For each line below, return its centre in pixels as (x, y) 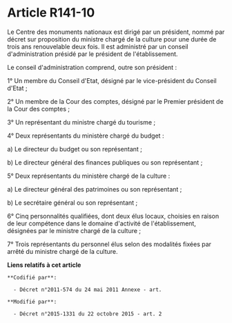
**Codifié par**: (32, 277)
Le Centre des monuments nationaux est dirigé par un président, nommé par (116, 32)
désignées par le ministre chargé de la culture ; (74, 230)
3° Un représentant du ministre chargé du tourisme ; (81, 122)
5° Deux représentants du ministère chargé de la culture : (89, 176)
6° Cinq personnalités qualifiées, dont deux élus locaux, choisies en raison (113, 216)
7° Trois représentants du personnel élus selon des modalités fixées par (109, 244)
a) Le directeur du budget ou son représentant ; (75, 149)
